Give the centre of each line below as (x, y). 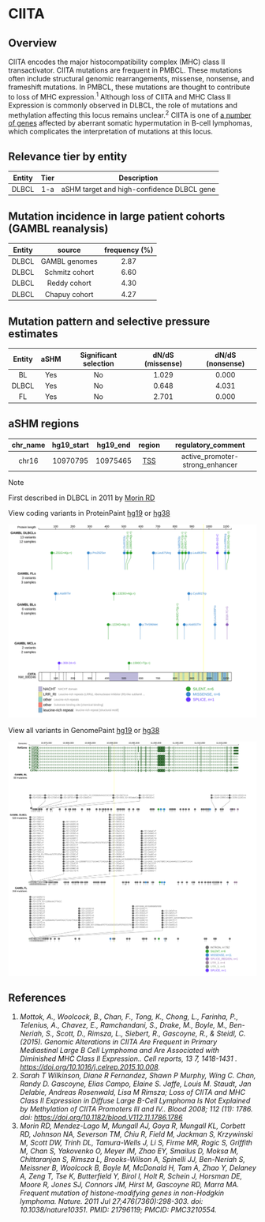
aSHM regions (44, 424)
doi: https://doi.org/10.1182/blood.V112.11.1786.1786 (101, 1118)
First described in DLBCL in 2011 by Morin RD (82, 498)
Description (138, 178)
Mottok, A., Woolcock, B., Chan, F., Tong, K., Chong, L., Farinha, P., (129, 1017)
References (37, 997)
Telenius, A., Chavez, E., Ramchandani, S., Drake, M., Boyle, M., (123, 1025)
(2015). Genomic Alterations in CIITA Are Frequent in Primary (118, 1042)
